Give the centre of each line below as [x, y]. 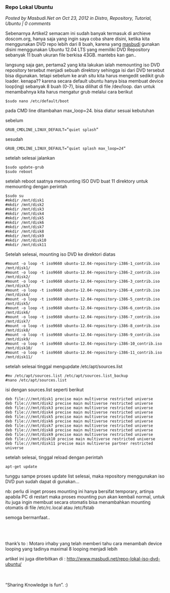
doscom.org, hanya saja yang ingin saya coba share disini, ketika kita [77, 39]
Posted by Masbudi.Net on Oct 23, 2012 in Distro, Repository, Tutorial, [79, 18]
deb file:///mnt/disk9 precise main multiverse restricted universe [79, 435]
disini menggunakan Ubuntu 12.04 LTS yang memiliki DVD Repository [78, 50]
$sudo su [14, 196]
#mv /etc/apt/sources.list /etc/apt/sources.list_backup [67, 376]
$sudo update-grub [25, 167]
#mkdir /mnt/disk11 [26, 245]
